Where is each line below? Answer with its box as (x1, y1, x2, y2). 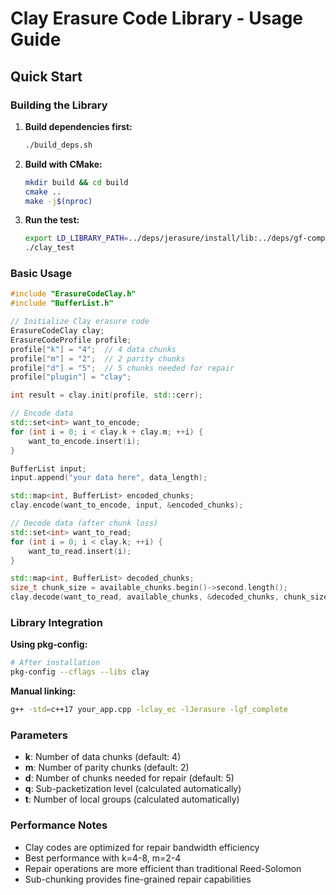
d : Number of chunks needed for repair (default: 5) (24, 772, 235, 784)
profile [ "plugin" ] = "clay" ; (10, 372, 132, 382)
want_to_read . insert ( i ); (28, 546, 132, 556)
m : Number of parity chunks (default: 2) (24, 762, 190, 774)
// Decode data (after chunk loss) (10, 518, 159, 529)
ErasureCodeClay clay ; (10, 326, 105, 336)
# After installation (10, 658, 101, 668)
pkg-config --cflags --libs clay (10, 667, 150, 677)
